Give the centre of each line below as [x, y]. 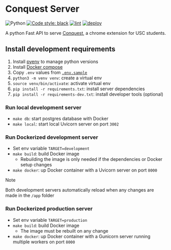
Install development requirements [60, 49]
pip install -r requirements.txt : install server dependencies [79, 89]
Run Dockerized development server [52, 137]
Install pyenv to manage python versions [55, 61]
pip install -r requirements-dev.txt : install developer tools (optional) [88, 94]
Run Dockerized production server [49, 209]
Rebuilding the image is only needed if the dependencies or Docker [91, 159]
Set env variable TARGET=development [51, 149]
